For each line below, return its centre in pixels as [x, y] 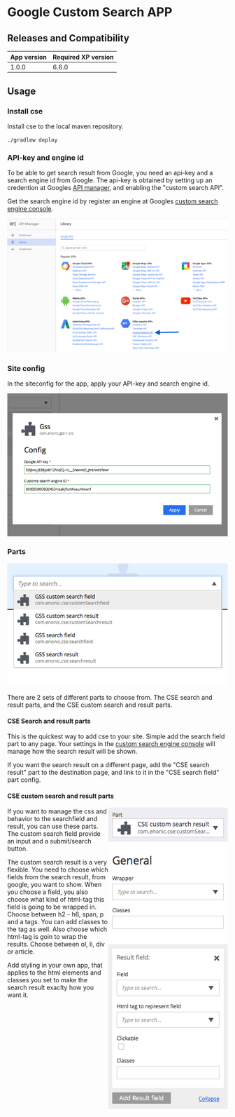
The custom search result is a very [57, 862]
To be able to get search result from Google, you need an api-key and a [110, 173]
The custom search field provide [54, 834]
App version [28, 57]
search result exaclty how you [51, 988]
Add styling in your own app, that [55, 966]
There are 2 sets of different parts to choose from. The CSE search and [110, 698]
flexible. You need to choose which [58, 869]
